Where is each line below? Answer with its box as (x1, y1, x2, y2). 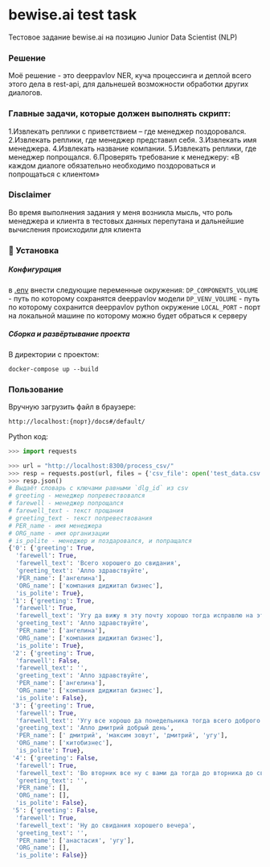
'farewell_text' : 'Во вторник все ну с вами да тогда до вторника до (15, 769, 253, 777)
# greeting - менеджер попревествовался (8, 492, 146, 500)
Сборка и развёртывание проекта (8, 329, 130, 339)
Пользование (8, 384, 64, 395)
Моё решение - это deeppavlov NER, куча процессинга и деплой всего (8, 71, 252, 81)
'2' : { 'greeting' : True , (11, 649, 95, 658)
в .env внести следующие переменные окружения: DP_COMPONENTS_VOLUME (8, 284, 259, 295)
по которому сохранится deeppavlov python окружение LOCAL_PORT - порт (8, 302, 261, 312)
